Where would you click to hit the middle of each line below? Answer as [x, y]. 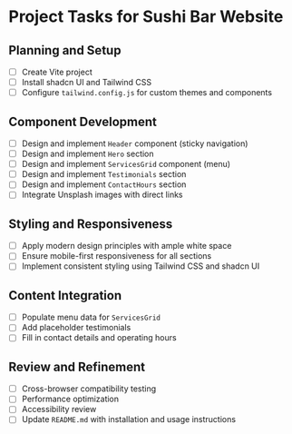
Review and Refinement [77, 366]
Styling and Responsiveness [91, 224]
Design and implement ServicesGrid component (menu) [126, 164]
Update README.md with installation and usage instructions [129, 419]
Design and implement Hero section [88, 154]
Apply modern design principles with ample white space [127, 246]
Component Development [83, 121]
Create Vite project [57, 72]
